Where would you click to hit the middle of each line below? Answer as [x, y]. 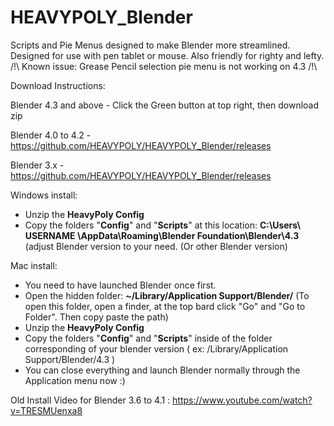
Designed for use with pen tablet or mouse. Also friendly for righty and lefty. [167, 55]
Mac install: [34, 265]
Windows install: [44, 195]
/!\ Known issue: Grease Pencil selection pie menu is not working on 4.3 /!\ [164, 66]
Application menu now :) [75, 380]
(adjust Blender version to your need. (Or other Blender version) [156, 246]
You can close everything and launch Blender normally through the [162, 370]
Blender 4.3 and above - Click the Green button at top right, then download [165, 105]
